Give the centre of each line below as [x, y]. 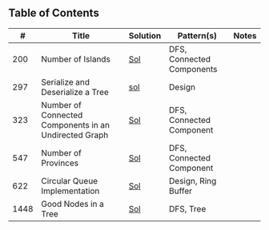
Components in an [76, 125]
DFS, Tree [188, 208]
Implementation [70, 191]
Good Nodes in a [72, 204]
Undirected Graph [75, 135]
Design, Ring [193, 180]
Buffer [181, 191]
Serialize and [66, 81]
